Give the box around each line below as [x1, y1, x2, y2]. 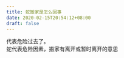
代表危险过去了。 [6, 38, 49, 45]
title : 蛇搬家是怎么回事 [6, 9, 62, 15]
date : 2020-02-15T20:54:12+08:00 [6, 15, 91, 21]
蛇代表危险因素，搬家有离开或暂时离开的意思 [6, 45, 119, 53]
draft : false [6, 20, 40, 26]
